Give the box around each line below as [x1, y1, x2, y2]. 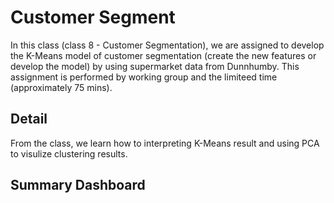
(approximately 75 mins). [10, 81, 113, 93]
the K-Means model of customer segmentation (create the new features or [10, 49, 317, 61]
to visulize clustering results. [10, 147, 128, 160]
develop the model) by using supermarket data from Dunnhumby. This [10, 60, 300, 72]
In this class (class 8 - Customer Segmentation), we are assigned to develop [10, 39, 325, 51]
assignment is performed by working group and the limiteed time [10, 71, 278, 83]
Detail [10, 111, 48, 128]
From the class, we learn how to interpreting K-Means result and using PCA [10, 137, 320, 149]
